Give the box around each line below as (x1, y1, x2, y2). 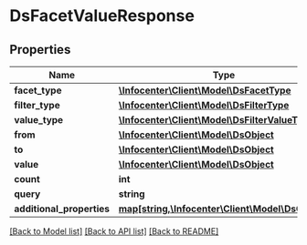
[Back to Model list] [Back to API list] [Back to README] (9, 226, 219, 237)
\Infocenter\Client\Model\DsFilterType (118, 99, 290, 111)
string (118, 188, 145, 200)
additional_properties (14, 202, 110, 215)
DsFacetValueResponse (9, 5, 195, 26)
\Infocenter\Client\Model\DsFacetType (118, 84, 291, 97)
